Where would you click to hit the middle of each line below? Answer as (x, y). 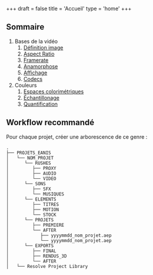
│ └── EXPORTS (30, 245)
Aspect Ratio (39, 54)
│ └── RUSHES (29, 163)
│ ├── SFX (29, 189)
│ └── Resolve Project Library (47, 266)
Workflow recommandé (50, 122)
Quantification (40, 104)
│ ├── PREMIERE (35, 225)
